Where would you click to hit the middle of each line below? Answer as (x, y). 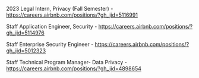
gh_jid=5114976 (25, 33)
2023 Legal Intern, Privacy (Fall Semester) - (60, 9)
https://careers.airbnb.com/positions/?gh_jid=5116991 (72, 15)
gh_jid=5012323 (26, 51)
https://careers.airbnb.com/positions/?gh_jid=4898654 (74, 68)
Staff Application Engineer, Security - (52, 26)
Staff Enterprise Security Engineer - (50, 44)
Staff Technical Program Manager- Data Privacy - (67, 62)
